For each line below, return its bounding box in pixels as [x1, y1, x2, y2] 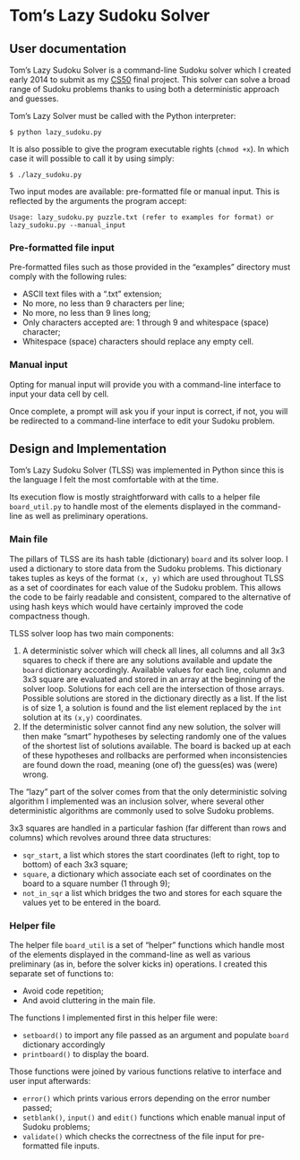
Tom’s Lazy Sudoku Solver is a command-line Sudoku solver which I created [9, 64, 291, 75]
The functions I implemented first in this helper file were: [9, 1012, 218, 1023]
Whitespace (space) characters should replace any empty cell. [21, 337, 254, 347]
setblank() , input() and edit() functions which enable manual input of [21, 1112, 286, 1122]
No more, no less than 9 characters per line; [21, 298, 185, 309]
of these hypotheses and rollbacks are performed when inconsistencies [21, 749, 288, 761]
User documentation [9, 41, 127, 56]
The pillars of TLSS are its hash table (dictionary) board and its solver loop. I [9, 553, 288, 564]
